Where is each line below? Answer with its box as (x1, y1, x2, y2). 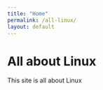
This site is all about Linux (7, 76, 82, 84)
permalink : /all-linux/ (7, 17, 77, 24)
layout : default (7, 23, 55, 30)
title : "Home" (7, 10, 49, 17)
